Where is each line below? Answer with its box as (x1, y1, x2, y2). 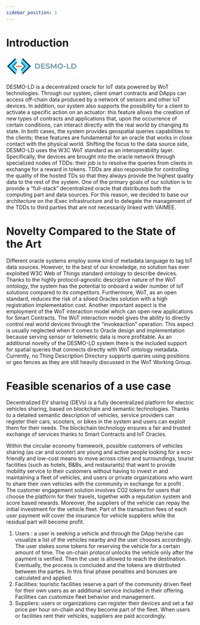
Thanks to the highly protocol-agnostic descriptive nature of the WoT (6, 276, 176, 283)
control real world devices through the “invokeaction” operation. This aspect (6, 320, 194, 328)
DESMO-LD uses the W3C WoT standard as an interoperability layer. (6, 146, 174, 153)
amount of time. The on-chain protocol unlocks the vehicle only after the (14, 549, 193, 556)
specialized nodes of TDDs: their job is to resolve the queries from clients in (6, 159, 193, 167)
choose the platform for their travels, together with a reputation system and (6, 493, 191, 500)
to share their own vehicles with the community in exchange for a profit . (6, 481, 184, 488)
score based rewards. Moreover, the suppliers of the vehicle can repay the (6, 499, 190, 507)
